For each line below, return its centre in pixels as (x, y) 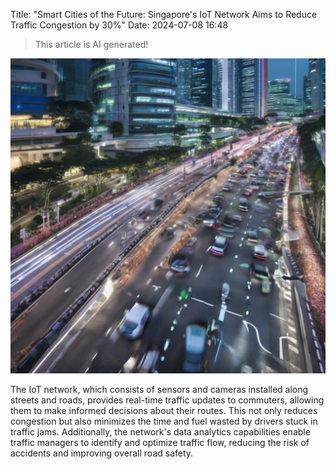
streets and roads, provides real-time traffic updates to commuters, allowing (167, 400)
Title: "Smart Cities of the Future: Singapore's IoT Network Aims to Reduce (164, 14)
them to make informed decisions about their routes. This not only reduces (164, 410)
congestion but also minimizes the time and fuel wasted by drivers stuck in (164, 421)
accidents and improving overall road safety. (102, 453)
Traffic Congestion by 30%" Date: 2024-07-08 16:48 (119, 25)
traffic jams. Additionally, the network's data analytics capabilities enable (160, 432)
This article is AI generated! (91, 44)
